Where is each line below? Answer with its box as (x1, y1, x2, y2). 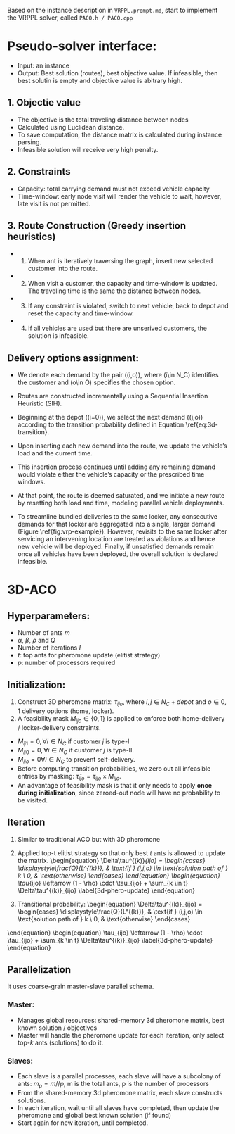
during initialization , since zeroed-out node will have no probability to (17, 788, 221, 797)
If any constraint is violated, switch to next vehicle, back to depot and (27, 302, 229, 310)
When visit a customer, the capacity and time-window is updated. (27, 279, 218, 288)
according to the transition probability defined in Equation (17, 420, 184, 429)
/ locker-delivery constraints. (17, 723, 102, 731)
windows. (17, 478, 46, 486)
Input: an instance (17, 61, 70, 70)
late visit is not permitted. (17, 199, 91, 208)
